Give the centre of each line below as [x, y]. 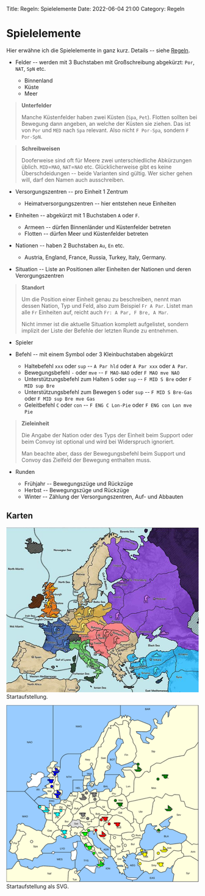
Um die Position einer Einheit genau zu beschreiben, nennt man [101, 299]
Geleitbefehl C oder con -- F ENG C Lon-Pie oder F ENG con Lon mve [108, 405]
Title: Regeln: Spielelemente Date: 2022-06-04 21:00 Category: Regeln [95, 9]
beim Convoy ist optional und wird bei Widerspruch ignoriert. [98, 442]
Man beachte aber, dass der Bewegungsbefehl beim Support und [103, 453]
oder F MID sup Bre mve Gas [60, 398]
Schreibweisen [41, 148]
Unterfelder [36, 105]
